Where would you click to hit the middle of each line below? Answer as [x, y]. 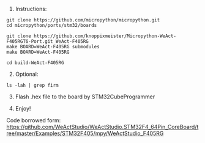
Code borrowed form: [34, 120]
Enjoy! [23, 108]
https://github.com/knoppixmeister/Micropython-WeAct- [105, 36]
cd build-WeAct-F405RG [35, 63]
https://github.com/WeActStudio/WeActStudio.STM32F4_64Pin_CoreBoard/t [102, 127]
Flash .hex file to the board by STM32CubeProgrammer [85, 97]
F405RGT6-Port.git [30, 42]
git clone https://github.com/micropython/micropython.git [83, 20]
